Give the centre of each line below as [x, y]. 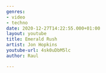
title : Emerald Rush [32, 39]
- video [16, 17]
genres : [16, 12]
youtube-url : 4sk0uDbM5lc [38, 50]
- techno [17, 23]
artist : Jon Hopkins [32, 45]
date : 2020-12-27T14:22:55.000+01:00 [53, 28]
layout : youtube [26, 34]
